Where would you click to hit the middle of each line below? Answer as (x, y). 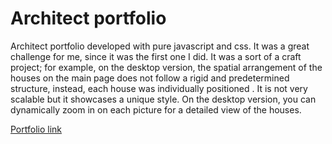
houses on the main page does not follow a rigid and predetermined (150, 78)
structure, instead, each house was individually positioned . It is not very (159, 88)
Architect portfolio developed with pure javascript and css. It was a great (160, 46)
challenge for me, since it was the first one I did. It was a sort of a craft (156, 56)
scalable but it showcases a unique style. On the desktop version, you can (163, 99)
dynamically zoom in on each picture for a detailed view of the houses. (156, 109)
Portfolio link (36, 129)
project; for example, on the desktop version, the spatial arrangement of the (166, 67)
